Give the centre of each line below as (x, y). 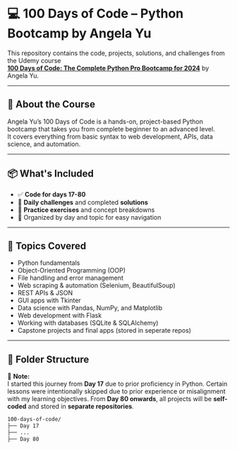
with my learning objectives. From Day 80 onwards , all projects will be (110, 399)
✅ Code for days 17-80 (51, 194)
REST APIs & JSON (45, 293)
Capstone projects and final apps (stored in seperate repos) (104, 331)
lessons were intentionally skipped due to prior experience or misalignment (116, 391)
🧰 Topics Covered (47, 245)
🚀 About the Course (51, 104)
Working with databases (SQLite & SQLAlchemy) (88, 323)
